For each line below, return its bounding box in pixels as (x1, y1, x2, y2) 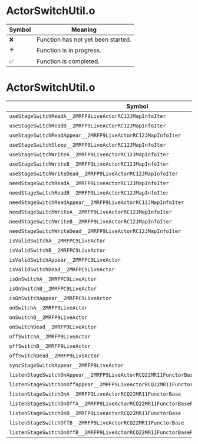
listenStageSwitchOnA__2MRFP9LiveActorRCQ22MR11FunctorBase (9, 390, 181, 397)
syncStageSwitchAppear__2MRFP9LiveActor (9, 361, 124, 369)
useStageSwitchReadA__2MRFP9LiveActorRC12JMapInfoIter (9, 113, 166, 119)
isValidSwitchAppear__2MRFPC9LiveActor (9, 256, 121, 263)
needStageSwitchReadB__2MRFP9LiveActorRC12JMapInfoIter (9, 189, 169, 196)
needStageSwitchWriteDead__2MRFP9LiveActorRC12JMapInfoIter (9, 228, 181, 234)
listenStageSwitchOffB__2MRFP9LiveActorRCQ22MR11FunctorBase (9, 419, 184, 426)
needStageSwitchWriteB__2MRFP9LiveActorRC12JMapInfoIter (9, 218, 172, 225)
